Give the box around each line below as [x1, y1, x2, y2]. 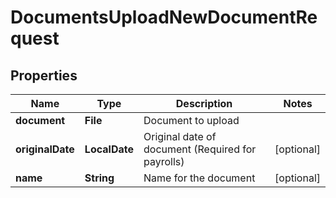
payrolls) [143, 155, 185, 168]
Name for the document [143, 171, 256, 185]
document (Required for [143, 142, 257, 156]
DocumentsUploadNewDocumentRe [10, 6, 318, 29]
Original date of [143, 130, 217, 143]
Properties [10, 67, 78, 84]
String [84, 171, 115, 185]
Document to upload [143, 114, 240, 127]
